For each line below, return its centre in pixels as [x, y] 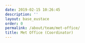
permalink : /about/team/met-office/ [42, 28]
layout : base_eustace [27, 19]
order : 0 [14, 23]
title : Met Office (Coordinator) [39, 33]
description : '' [22, 14]
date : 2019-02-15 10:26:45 [33, 10]
